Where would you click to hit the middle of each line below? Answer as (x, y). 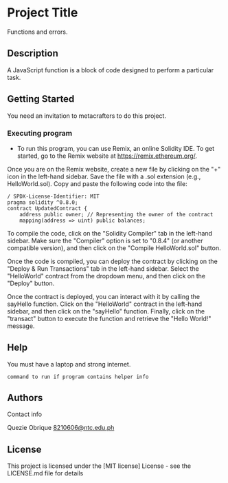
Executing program (40, 134)
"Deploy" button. (31, 283)
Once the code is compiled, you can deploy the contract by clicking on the (112, 261)
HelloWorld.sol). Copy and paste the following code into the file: (97, 183)
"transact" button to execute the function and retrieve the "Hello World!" (109, 318)
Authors (25, 398)
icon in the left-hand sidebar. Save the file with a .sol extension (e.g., (104, 176)
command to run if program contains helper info (78, 377)
